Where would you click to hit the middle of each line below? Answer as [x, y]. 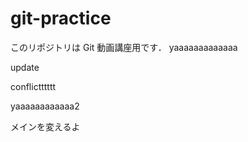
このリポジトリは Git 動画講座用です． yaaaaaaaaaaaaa [124, 47]
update [25, 67]
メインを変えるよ [45, 126]
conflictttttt [33, 86]
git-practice [61, 18]
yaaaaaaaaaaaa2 [45, 106]
